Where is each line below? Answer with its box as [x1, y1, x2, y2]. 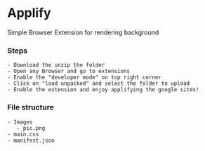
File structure [7, 103, 54, 112]
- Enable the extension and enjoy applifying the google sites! [7, 86, 199, 93]
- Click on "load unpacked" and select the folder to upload [7, 80, 190, 87]
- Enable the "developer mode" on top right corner [7, 74, 161, 81]
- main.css [7, 131, 39, 138]
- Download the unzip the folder [7, 62, 105, 69]
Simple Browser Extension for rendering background [7, 28, 159, 37]
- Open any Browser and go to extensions [7, 68, 131, 75]
